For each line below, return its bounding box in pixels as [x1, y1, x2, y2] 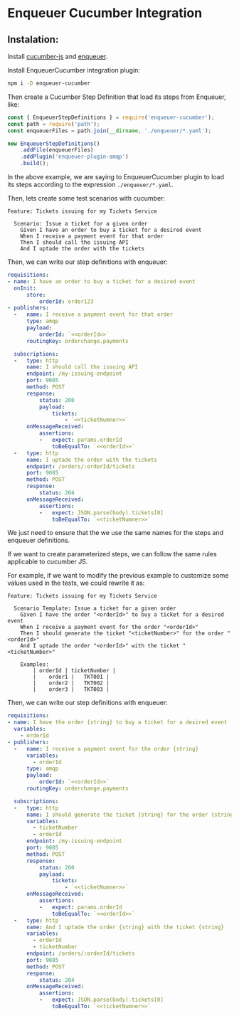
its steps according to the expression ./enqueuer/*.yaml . [7, 180, 174, 189]
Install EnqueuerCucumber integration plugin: [7, 66, 141, 74]
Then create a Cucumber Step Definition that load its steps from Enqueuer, [7, 92, 226, 101]
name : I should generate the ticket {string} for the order [26, 811, 208, 818]
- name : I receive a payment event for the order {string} [14, 745, 199, 752]
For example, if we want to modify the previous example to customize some [7, 571, 229, 580]
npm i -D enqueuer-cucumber [7, 80, 91, 87]
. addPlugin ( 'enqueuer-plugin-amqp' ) [20, 153, 129, 161]
